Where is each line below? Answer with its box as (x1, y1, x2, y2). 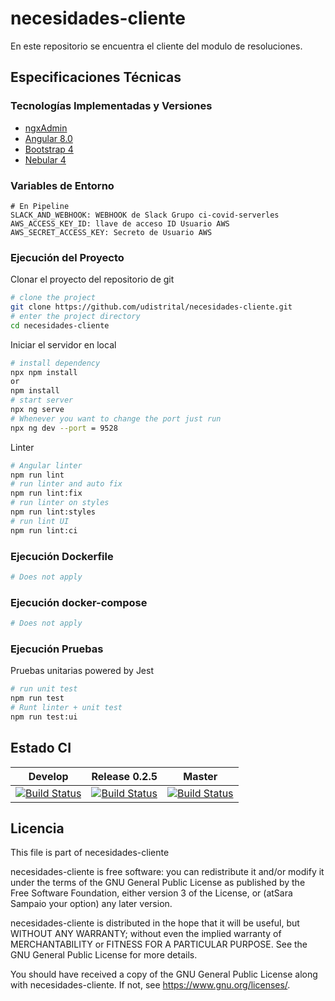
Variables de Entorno (10, 178, 115, 192)
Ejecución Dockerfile (10, 549, 114, 563)
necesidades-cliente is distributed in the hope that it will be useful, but (10, 917, 300, 929)
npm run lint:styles (10, 507, 97, 517)
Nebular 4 (24, 153, 67, 166)
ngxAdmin (24, 122, 68, 134)
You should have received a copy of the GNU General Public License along (10, 968, 318, 981)
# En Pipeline (10, 201, 70, 211)
